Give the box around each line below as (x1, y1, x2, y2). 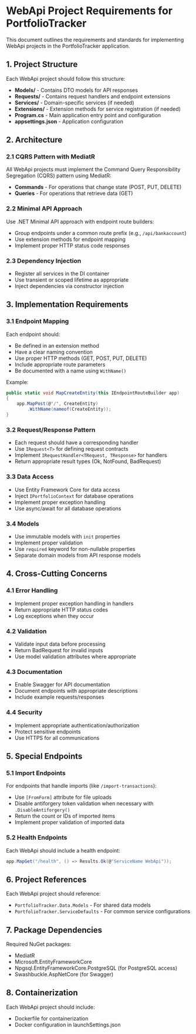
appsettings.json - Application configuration (14, 118, 124, 125)
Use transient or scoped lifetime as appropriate (14, 276, 129, 283)
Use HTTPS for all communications (14, 734, 100, 741)
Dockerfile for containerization (14, 1015, 89, 1022)
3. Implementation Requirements (6, 299, 129, 310)
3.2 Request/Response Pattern (6, 426, 96, 434)
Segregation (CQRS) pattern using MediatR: (6, 172, 111, 179)
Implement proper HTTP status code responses (14, 242, 130, 249)
